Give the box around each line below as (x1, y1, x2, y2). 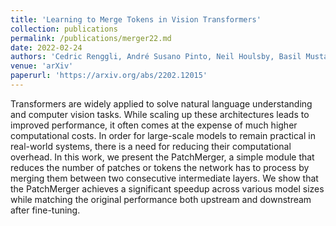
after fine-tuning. (10, 204, 81, 216)
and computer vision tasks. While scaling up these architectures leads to (10, 108, 310, 120)
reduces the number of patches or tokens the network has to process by (10, 161, 310, 173)
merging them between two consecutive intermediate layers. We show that (10, 172, 319, 184)
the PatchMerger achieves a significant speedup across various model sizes (10, 182, 325, 195)
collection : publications (10, 24, 118, 34)
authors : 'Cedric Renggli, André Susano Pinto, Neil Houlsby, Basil (10, 52, 302, 62)
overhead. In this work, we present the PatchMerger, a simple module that (10, 151, 315, 163)
